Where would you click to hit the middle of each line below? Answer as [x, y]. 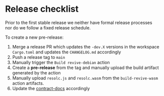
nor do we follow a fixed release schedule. [48, 27]
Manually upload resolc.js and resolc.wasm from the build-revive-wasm [85, 78]
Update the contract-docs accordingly [51, 88]
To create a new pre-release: [34, 37]
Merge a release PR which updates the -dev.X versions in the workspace [86, 47]
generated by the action [36, 72]
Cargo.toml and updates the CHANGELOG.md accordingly [67, 52]
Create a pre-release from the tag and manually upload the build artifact [85, 68]
